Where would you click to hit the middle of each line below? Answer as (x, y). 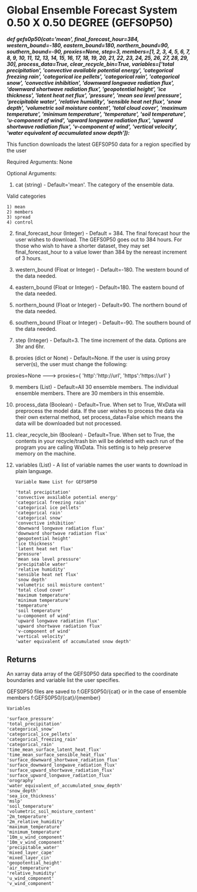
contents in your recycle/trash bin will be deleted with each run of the (99, 441)
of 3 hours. (29, 258)
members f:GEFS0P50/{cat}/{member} (54, 697)
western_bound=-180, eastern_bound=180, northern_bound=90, (88, 45)
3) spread (19, 217)
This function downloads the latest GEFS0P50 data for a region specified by (98, 144)
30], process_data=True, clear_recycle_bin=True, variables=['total (91, 64)
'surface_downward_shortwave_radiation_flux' (63, 760)
